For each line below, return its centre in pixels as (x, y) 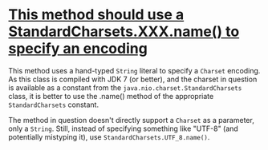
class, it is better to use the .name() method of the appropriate (111, 96)
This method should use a (96, 15)
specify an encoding (78, 49)
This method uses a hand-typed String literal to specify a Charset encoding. (134, 70)
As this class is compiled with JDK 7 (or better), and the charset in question (133, 79)
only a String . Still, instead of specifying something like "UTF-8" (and (123, 128)
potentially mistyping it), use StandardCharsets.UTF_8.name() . (109, 136)
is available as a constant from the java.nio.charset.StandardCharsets (125, 87)
